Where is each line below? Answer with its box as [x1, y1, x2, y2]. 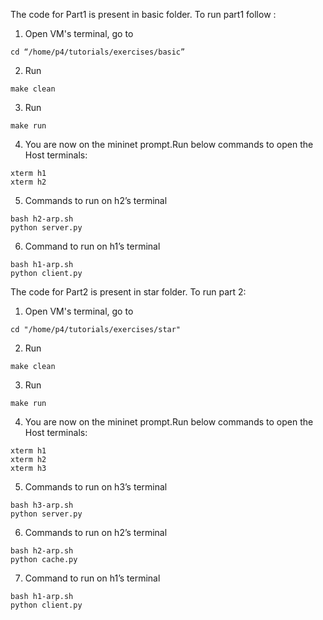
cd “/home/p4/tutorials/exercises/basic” [10, 47, 186, 57]
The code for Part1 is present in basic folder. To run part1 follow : [10, 9, 277, 20]
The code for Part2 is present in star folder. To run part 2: [10, 286, 247, 298]
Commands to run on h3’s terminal [24, 481, 168, 493]
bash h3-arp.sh [10, 500, 74, 510]
